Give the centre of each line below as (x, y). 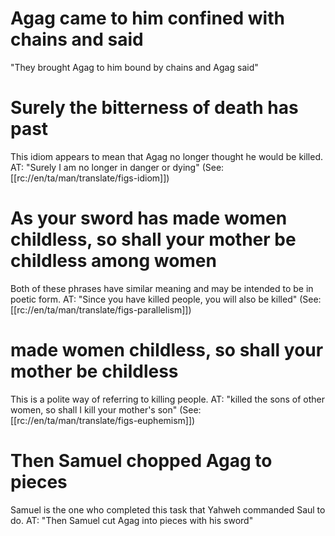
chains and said (77, 39)
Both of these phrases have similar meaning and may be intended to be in (162, 288)
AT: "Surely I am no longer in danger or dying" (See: (117, 167)
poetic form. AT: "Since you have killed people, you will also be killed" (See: (166, 299)
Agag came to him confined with (147, 18)
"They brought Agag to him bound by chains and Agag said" (134, 67)
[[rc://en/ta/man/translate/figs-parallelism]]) (101, 309)
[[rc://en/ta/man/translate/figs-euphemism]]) (103, 420)
